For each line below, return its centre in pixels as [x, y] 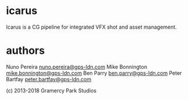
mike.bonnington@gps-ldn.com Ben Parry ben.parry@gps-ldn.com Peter [94, 73]
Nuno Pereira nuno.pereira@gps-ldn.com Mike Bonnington [77, 67]
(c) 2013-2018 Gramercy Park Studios [51, 90]
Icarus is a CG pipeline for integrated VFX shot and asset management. [91, 27]
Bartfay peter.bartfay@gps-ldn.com [49, 79]
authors [25, 51]
